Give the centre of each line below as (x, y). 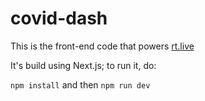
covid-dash (59, 18)
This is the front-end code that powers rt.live (102, 46)
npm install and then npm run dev (80, 84)
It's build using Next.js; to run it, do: (83, 65)
